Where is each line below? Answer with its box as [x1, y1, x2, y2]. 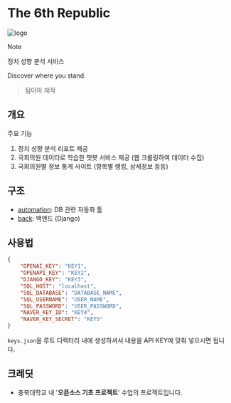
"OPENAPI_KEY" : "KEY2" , [20, 269, 91, 277]
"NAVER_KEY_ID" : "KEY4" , [20, 309, 94, 316]
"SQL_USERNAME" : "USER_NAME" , [20, 295, 110, 303]
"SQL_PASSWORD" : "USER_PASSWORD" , [20, 303, 122, 310]
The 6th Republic [7, 5, 111, 21]
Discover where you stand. [7, 71, 86, 80]
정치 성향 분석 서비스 [7, 57, 65, 66]
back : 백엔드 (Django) [17, 214, 80, 222]
